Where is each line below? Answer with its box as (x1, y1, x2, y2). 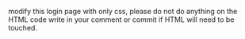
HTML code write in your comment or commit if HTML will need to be (8, 15, 235, 24)
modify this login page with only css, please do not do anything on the (8, 7, 238, 16)
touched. (8, 23, 38, 32)
